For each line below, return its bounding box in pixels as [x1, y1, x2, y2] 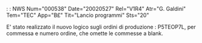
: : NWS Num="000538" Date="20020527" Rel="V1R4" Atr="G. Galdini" [6, 5, 186, 12]
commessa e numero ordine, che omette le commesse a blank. [6, 30, 164, 37]
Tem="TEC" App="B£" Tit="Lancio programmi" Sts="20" [6, 12, 150, 19]
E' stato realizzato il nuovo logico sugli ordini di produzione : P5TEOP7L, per [6, 24, 196, 30]
